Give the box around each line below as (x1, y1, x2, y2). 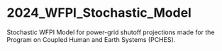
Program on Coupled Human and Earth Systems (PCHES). (6, 35, 176, 43)
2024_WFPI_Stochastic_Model (6, 5, 192, 21)
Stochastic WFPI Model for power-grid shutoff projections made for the (6, 28, 215, 36)
